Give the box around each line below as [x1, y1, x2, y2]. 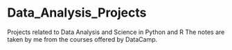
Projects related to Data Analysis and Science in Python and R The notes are [7, 28, 225, 36]
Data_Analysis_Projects [7, 5, 147, 21]
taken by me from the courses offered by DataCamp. [7, 35, 158, 43]
